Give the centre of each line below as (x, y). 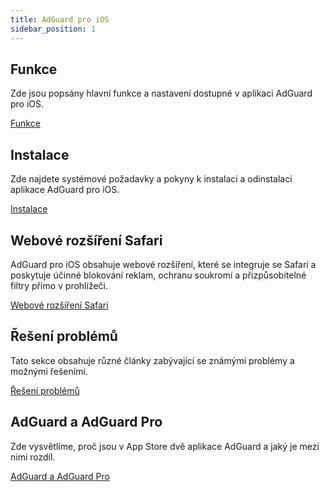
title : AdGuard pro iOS (60, 19)
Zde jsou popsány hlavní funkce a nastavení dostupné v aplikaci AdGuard (161, 93)
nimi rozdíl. (33, 457)
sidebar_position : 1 (53, 29)
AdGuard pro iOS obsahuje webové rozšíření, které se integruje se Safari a (163, 264)
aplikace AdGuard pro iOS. (65, 190)
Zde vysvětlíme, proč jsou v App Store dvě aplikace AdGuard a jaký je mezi (165, 446)
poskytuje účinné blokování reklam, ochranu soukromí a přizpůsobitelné (158, 275)
